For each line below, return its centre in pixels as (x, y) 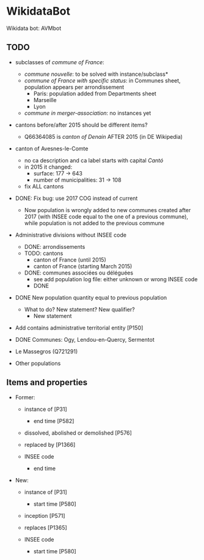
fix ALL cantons (44, 186)
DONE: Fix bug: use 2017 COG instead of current (76, 198)
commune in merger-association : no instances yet (88, 113)
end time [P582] (54, 421)
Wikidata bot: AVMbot (34, 28)
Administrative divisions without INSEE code (71, 235)
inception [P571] (45, 515)
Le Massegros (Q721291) (46, 351)
